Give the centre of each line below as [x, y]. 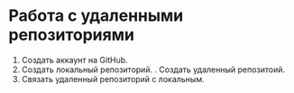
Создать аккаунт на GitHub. [74, 60]
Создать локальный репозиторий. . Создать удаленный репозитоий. [153, 70]
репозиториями [71, 35]
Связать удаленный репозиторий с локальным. [113, 79]
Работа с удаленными [96, 16]
